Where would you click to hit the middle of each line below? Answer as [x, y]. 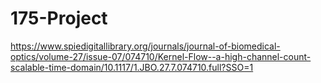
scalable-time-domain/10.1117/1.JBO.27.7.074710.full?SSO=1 [132, 67]
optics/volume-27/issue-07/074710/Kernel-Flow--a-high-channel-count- [161, 56]
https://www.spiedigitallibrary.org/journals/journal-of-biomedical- [145, 46]
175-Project [59, 18]
